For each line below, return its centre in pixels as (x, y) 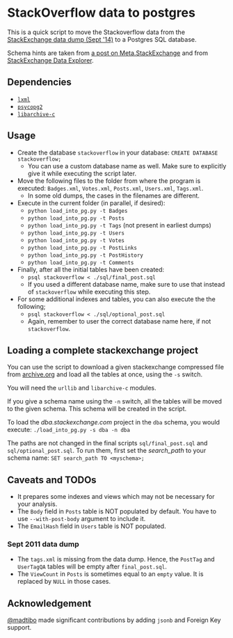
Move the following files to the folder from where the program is (109, 181)
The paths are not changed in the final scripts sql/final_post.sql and (107, 443)
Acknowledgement (49, 603)
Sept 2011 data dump (43, 544)
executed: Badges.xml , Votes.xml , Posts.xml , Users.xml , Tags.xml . (110, 188)
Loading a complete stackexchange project (103, 350)
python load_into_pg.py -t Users (76, 233)
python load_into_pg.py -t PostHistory (86, 255)
